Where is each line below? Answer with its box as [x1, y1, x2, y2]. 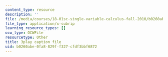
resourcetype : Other [5, 35, 48, 40]
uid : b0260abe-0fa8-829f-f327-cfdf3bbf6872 [5, 44, 97, 49]
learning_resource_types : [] [5, 26, 66, 31]
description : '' [5, 12, 39, 17]
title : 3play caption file [5, 40, 61, 45]
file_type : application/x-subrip [5, 21, 75, 26]
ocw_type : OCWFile [5, 30, 43, 35]
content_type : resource [5, 7, 55, 12]
